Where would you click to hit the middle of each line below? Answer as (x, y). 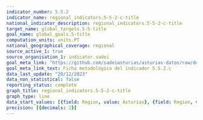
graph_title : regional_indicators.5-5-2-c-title (69, 91)
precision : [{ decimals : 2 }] (42, 108)
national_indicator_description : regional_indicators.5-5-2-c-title (94, 23)
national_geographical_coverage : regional (60, 46)
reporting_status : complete (42, 85)
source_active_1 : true (35, 52)
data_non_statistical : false (43, 79)
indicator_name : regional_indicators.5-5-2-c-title (72, 18)
